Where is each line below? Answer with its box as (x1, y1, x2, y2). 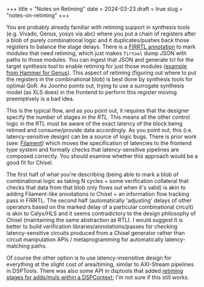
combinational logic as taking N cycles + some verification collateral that (6, 177, 189, 184)
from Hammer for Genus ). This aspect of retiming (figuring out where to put (6, 69, 197, 76)
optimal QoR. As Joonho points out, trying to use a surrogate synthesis (6, 82, 184, 89)
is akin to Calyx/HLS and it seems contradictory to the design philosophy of (6, 210, 197, 217)
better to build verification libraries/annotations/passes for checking (6, 223, 178, 230)
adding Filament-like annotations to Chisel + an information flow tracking (6, 190, 189, 198)
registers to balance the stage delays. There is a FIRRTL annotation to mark (6, 43, 196, 50)
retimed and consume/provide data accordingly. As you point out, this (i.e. (6, 127, 193, 133)
